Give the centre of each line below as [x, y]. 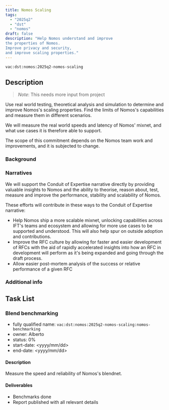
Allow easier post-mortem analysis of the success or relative [76, 263]
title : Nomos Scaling [28, 10]
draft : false [19, 34]
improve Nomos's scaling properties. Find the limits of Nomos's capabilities [85, 110]
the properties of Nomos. [33, 43]
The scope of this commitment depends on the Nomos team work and [79, 140]
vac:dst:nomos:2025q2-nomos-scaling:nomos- [104, 325]
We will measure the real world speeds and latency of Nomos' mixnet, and [83, 125]
